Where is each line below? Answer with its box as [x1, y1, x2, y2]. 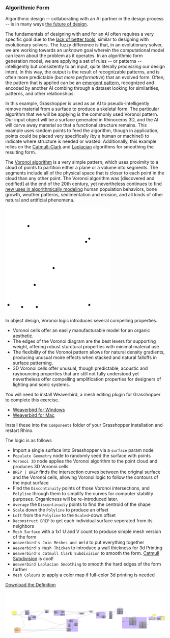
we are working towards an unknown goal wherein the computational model [5, 47, 164, 54]
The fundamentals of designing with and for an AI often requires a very [5, 31, 154, 37]
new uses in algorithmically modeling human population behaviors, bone [5, 186, 157, 192]
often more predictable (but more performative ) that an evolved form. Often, [5, 74, 165, 81]
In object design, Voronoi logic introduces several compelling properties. [5, 318, 158, 324]
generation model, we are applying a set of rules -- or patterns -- [5, 58, 142, 64]
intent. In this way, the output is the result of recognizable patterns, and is [5, 69, 160, 75]
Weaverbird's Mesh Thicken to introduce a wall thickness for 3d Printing [12, 545, 163, 551]
